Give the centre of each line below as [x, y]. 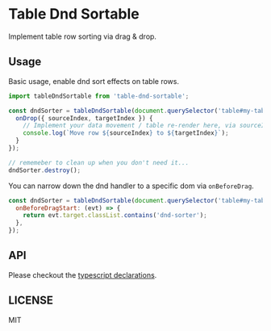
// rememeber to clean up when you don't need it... [99, 162]
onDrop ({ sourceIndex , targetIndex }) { [84, 118]
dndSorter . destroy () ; [45, 170]
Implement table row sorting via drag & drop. [83, 36]
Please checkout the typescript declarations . [83, 274]
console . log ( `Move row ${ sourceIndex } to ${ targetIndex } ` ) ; [126, 133]
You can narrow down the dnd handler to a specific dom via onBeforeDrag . [131, 186]
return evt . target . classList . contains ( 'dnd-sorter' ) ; [115, 216]
